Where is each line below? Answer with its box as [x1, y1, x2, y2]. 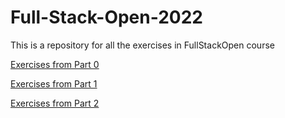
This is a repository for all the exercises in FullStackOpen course [10, 39, 275, 51]
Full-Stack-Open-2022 [10, 6, 203, 29]
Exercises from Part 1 [10, 77, 98, 90]
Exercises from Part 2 [10, 97, 100, 109]
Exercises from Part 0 [10, 58, 100, 70]
